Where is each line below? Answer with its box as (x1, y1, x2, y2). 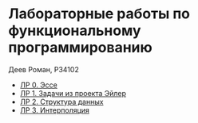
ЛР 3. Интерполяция (19, 105, 90, 115)
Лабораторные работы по (8, 5, 190, 23)
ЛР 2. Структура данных (19, 97, 104, 106)
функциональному (8, 21, 141, 40)
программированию (8, 39, 153, 56)
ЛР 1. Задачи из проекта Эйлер (19, 88, 126, 98)
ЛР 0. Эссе (19, 80, 57, 90)
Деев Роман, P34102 (8, 64, 80, 74)
